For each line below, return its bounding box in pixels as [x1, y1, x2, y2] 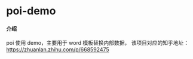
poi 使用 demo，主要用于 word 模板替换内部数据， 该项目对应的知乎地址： [6, 39, 189, 46]
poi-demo [6, 4, 56, 18]
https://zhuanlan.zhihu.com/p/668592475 [6, 46, 109, 53]
